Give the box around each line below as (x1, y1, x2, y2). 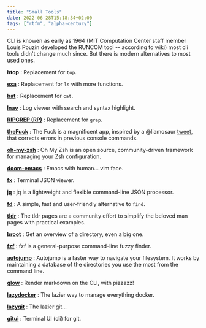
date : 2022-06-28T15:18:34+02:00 (7, 15, 93, 21)
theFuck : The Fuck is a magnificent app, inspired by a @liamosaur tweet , (7, 128, 193, 135)
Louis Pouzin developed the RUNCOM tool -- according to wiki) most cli (7, 44, 189, 51)
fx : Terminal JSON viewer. (7, 177, 75, 184)
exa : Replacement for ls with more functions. (7, 80, 123, 88)
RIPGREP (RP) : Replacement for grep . (7, 116, 103, 123)
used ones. (7, 56, 36, 64)
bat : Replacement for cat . (7, 93, 74, 100)
